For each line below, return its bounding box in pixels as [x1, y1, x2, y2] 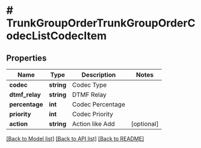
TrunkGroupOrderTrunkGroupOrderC [6, 16, 196, 30]
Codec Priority [72, 110, 113, 118]
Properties [6, 53, 47, 63]
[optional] [131, 120, 159, 128]
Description [81, 71, 116, 78]
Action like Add [72, 120, 116, 128]
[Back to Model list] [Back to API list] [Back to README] [6, 135, 144, 142]
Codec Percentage [72, 100, 125, 108]
